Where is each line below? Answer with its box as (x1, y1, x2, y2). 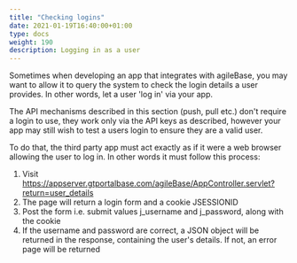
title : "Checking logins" (9, 12, 105, 22)
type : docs (9, 29, 50, 38)
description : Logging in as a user (9, 46, 141, 55)
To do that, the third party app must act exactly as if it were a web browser (9, 143, 282, 153)
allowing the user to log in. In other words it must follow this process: (9, 151, 261, 162)
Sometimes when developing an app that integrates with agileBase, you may (9, 70, 288, 81)
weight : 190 (9, 37, 53, 47)
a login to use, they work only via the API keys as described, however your (9, 116, 281, 127)
